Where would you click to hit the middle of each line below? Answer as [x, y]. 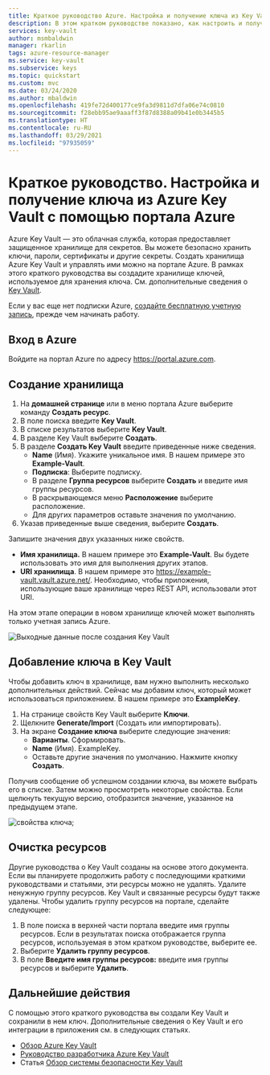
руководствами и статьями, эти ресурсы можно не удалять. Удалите [127, 884]
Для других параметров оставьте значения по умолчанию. [134, 515]
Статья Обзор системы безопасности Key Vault [101, 1062]
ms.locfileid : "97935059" [51, 143]
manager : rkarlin [37, 46]
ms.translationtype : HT [48, 121]
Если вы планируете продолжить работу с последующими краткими [127, 875]
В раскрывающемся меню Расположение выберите [123, 498]
